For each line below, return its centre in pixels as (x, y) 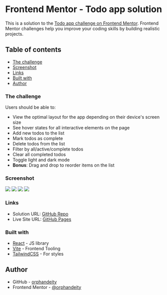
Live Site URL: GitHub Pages (42, 219)
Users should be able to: (31, 107)
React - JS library (31, 243)
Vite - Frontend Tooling (36, 248)
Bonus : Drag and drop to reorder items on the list (63, 165)
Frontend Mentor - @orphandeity (47, 287)
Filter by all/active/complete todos (48, 149)
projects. (14, 34)
